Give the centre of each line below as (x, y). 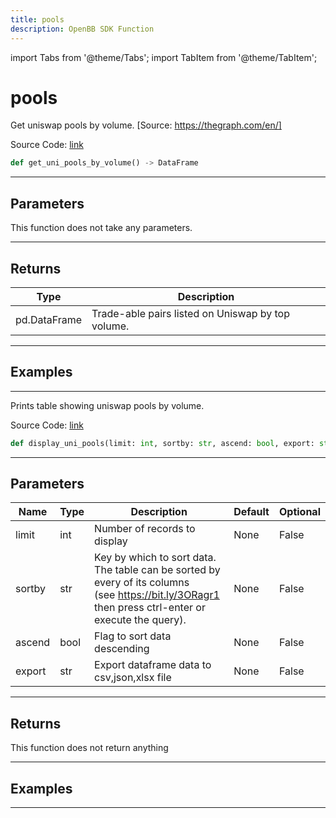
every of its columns (142, 583)
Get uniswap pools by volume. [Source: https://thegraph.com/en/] (146, 125)
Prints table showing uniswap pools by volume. (107, 405)
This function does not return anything (89, 748)
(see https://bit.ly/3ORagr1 (157, 595)
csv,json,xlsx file (133, 678)
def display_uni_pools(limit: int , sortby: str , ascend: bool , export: (162, 443)
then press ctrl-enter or (150, 608)
